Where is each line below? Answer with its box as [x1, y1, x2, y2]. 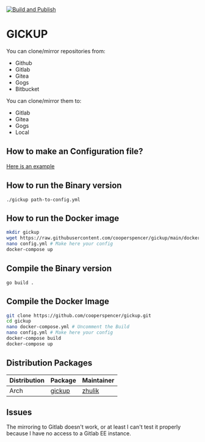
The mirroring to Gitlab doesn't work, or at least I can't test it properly [6, 423, 181, 431]
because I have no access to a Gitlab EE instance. [6, 430, 131, 437]
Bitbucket [15, 85, 40, 92]
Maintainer [82, 376, 115, 384]
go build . [6, 279, 34, 286]
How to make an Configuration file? [6, 146, 143, 157]
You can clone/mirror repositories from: [6, 47, 106, 54]
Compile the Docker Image [6, 296, 110, 307]
